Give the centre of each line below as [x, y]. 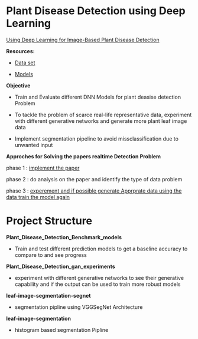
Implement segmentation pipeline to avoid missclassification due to [97, 138]
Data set [25, 63]
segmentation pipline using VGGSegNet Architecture [79, 307]
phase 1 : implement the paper [43, 168]
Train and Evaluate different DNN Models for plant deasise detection [98, 97]
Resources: [20, 51]
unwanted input [34, 145]
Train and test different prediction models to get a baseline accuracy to [101, 249]
